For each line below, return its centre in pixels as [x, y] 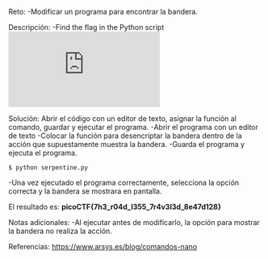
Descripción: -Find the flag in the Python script [86, 27]
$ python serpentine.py [48, 168]
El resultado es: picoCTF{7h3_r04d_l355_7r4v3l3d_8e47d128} [115, 207]
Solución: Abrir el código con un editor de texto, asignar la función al [122, 119]
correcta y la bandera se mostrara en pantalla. [85, 191]
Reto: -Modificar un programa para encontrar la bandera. [103, 12]
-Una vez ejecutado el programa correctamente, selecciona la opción [124, 182]
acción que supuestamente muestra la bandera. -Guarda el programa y [126, 144]
